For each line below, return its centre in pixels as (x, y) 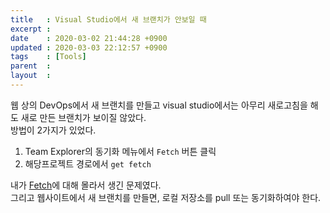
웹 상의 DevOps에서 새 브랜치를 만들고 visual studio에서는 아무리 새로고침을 (159, 105)
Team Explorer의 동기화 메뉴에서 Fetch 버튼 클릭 (120, 151)
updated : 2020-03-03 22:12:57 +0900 (89, 47)
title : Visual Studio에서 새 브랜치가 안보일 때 (108, 19)
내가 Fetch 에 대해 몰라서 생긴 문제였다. (86, 185)
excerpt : (31, 29)
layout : (31, 76)
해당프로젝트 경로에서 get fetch (88, 163)
